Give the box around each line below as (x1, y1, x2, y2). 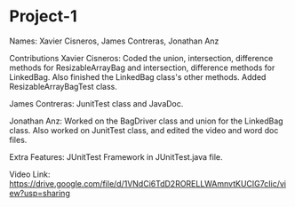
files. (9, 134, 28, 145)
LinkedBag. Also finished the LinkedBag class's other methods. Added (9, 71, 267, 82)
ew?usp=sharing (9, 187, 71, 198)
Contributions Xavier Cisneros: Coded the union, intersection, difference (9, 52, 274, 63)
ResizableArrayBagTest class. (9, 81, 117, 92)
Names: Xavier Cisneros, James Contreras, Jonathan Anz (9, 36, 219, 46)
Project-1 (9, 6, 77, 27)
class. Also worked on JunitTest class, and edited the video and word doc (9, 124, 279, 135)
